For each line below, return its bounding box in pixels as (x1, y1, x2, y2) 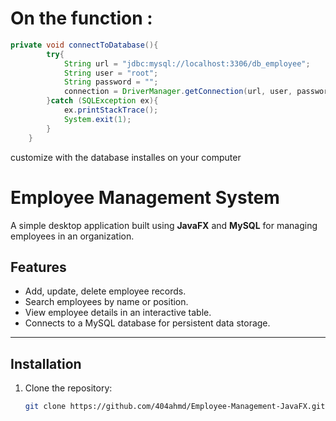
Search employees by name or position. (24, 296, 189, 308)
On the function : (10, 7, 153, 30)
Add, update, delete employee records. (24, 285, 187, 297)
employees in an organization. (10, 230, 135, 242)
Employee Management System (10, 186, 280, 209)
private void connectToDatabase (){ (10, 40, 159, 50)
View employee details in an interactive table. (24, 307, 212, 319)
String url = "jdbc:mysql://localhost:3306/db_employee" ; (63, 58, 311, 69)
